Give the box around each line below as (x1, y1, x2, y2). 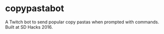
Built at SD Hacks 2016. (5, 24, 53, 30)
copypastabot (5, 3, 65, 14)
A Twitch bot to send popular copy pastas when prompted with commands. (5, 19, 160, 25)
